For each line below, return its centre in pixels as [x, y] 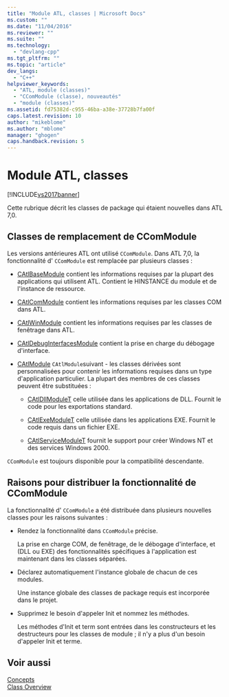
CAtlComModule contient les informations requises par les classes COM [119, 302]
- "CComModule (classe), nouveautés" [67, 97]
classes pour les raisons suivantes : [57, 517]
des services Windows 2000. [69, 447]
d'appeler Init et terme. [50, 641]
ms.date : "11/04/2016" [40, 26]
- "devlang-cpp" [36, 52]
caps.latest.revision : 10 [44, 116]
